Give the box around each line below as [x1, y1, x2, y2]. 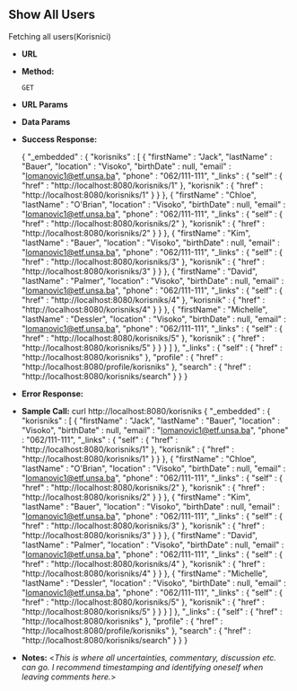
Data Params [21, 116, 71, 127]
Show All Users [8, 7, 96, 22]
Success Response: [21, 134, 98, 145]
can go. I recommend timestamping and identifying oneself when [21, 661, 264, 672]
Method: [21, 66, 55, 76]
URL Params [21, 99, 68, 110]
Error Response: [21, 388, 84, 399]
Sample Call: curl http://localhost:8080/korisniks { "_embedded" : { [21, 405, 271, 416]
